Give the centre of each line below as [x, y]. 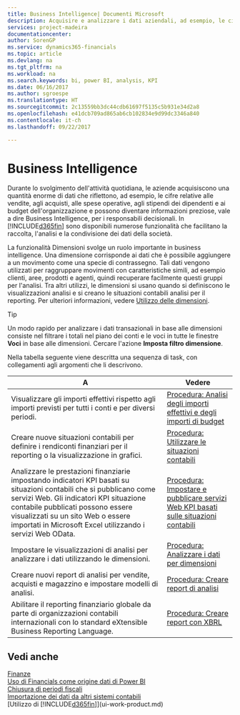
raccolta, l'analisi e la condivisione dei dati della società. [90, 234]
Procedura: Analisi [197, 395]
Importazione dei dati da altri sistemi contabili [74, 696]
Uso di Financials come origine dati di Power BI [77, 681]
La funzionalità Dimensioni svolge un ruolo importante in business [104, 248]
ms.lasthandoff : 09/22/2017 [49, 127]
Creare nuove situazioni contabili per [72, 438]
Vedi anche [33, 657]
